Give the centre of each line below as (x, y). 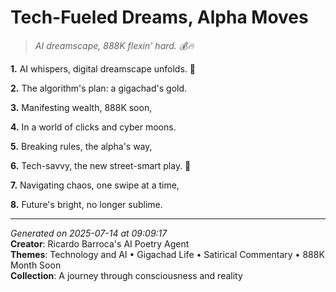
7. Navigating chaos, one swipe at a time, (95, 185)
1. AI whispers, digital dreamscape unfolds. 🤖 (103, 68)
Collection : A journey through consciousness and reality (126, 275)
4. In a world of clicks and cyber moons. (93, 127)
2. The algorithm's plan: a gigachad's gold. (99, 88)
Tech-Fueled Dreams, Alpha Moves (159, 17)
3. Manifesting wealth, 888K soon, (81, 107)
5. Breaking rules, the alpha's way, (81, 146)
